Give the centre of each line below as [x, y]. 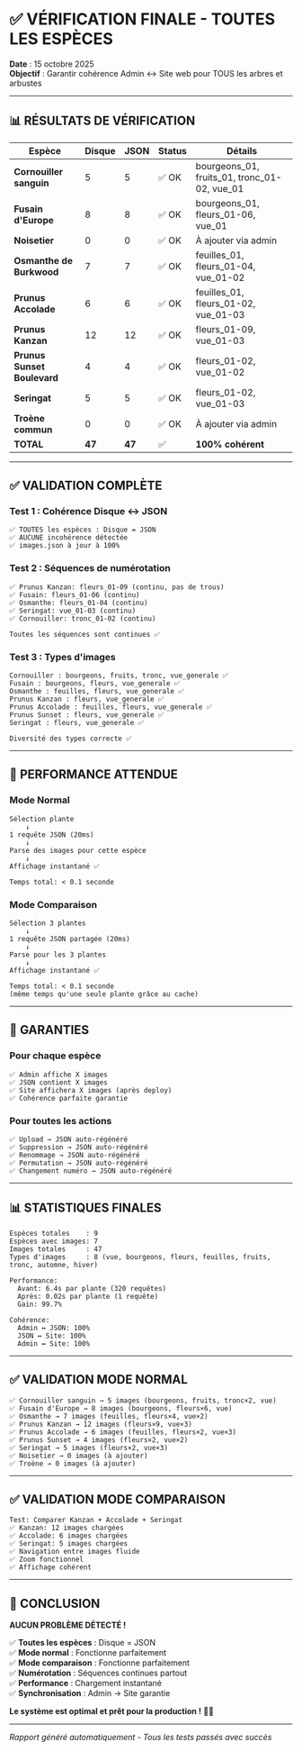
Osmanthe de [44, 260]
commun [33, 430]
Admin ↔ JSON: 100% [54, 1328]
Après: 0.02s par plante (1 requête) [88, 1296]
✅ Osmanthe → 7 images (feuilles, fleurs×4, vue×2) [109, 1416]
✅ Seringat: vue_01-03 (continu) [73, 611]
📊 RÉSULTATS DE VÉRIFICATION [102, 121]
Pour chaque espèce [55, 1056]
